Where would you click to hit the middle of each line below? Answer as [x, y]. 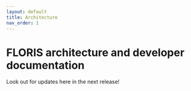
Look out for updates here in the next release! [63, 82]
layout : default [27, 12]
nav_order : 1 [23, 23]
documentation [45, 65]
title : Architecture [32, 17]
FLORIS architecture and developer [95, 52]
